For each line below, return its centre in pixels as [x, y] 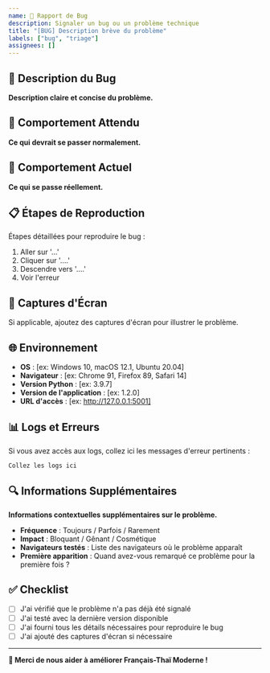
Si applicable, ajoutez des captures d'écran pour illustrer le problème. [123, 322]
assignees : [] [32, 46]
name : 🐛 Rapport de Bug [48, 16]
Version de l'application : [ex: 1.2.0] [80, 392]
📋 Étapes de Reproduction [77, 213]
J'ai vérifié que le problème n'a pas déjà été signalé [105, 609]
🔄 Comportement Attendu [74, 123]
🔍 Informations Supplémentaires [93, 491]
